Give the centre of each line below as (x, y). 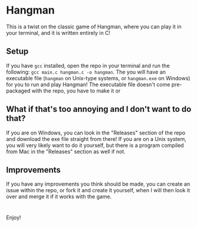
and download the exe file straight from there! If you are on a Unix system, (96, 139)
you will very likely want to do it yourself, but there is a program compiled (95, 145)
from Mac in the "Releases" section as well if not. (66, 152)
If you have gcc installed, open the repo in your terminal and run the (88, 65)
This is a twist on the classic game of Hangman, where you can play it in (94, 27)
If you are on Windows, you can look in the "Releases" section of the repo (96, 133)
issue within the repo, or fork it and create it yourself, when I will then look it (98, 190)
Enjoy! (14, 217)
